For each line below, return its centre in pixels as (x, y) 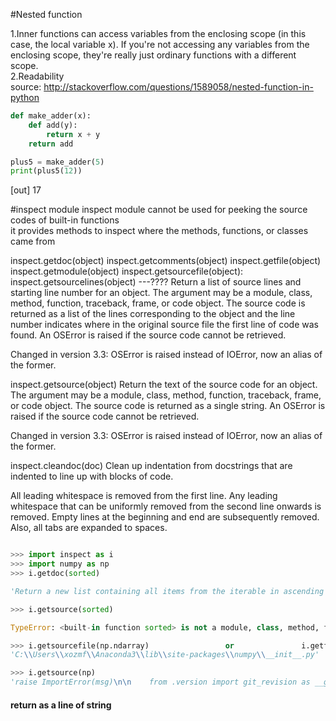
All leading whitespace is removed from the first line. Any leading (144, 496)
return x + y (73, 134)
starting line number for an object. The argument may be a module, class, (161, 293)
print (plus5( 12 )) (46, 171)
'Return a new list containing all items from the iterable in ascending (167, 591)
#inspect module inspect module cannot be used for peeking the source (159, 210)
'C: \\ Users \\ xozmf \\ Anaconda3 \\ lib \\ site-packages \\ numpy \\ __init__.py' (165, 655)
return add (51, 144)
